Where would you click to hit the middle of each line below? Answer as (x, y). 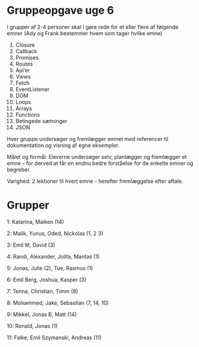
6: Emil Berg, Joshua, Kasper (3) (47, 280)
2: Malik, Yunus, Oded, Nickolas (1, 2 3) (55, 233)
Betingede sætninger (41, 121)
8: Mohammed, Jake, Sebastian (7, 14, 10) (58, 303)
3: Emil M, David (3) (31, 245)
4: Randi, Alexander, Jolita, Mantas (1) (53, 256)
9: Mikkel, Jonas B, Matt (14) (42, 314)
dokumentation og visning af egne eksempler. (63, 145)
